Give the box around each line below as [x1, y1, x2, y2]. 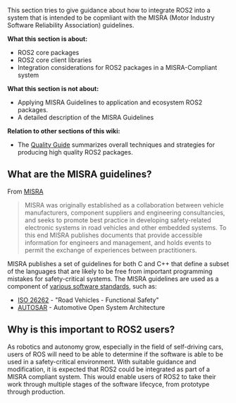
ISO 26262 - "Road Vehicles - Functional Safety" [17, 296, 159, 304]
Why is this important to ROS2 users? [7, 324, 175, 336]
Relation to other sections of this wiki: [7, 127, 120, 135]
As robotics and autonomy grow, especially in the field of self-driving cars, [7, 342, 224, 351]
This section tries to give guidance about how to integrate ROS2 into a [7, 6, 211, 14]
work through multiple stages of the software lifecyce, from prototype [7, 380, 210, 388]
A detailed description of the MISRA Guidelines [17, 113, 154, 121]
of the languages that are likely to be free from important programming [7, 267, 213, 275]
